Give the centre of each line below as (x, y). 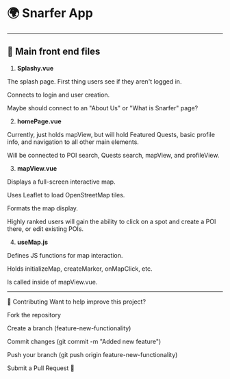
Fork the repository (34, 315)
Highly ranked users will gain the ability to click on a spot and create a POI (112, 221)
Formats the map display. (43, 208)
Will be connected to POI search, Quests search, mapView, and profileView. (113, 155)
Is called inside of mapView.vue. (52, 282)
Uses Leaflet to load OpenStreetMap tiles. (66, 195)
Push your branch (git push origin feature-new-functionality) (92, 354)
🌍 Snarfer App (50, 13)
